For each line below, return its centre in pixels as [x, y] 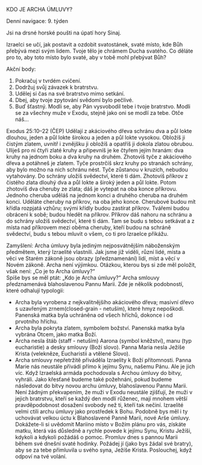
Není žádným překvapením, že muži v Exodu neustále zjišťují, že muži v [104, 392]
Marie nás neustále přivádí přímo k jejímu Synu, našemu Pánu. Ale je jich [105, 366]
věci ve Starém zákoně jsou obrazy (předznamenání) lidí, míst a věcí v [93, 258]
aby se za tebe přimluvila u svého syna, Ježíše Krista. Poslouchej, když [103, 450]
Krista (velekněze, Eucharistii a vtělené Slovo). [73, 353]
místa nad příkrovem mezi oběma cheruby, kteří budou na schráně [89, 227]
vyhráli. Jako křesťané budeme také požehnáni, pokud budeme [93, 379]
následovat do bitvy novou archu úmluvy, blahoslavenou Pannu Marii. [101, 386]
